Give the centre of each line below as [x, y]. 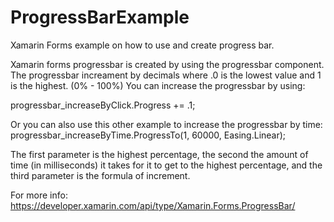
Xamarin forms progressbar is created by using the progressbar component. [167, 64]
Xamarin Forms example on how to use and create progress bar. [142, 45]
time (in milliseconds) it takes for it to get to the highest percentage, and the [166, 165]
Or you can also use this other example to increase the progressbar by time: [166, 124]
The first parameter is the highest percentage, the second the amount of [159, 154]
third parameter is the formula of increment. [100, 175]
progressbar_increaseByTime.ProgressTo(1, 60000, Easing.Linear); [148, 135]
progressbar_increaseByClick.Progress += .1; [103, 105]
